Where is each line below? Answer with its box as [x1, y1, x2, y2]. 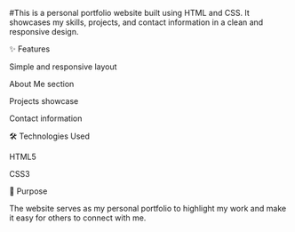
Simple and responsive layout [9, 61, 117, 72]
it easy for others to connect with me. [9, 212, 147, 223]
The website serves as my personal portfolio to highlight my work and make [9, 204, 287, 213]
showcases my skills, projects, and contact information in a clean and [9, 17, 264, 28]
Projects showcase [9, 96, 79, 106]
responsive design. [9, 27, 79, 36]
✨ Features [9, 44, 51, 54]
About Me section [9, 79, 75, 89]
